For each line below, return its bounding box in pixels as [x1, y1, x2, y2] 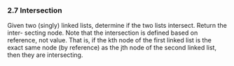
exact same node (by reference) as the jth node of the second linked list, [7, 44, 217, 52]
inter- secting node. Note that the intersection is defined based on [7, 28, 198, 37]
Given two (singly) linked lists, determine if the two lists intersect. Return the [7, 22, 228, 30]
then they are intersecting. [7, 51, 83, 59]
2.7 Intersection [7, 6, 62, 15]
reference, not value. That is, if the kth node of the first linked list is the [7, 36, 212, 44]
